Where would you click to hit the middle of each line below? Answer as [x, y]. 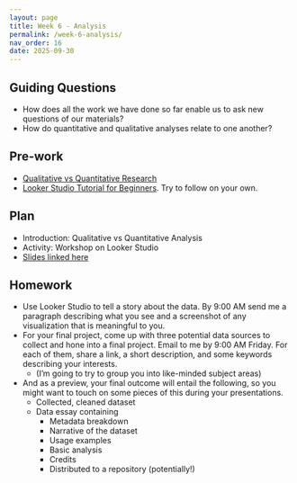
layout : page [34, 18]
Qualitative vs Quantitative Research [90, 178]
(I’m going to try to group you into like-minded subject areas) [148, 373]
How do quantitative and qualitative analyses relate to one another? [147, 128]
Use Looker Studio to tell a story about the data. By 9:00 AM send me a [154, 307]
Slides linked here [55, 256]
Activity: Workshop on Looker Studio [90, 247]
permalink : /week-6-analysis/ [66, 34]
